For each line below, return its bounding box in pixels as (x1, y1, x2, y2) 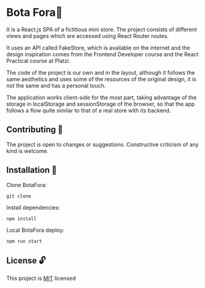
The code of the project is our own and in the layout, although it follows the (6, 68, 195, 76)
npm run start (6, 238, 43, 244)
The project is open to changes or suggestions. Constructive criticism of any (6, 141, 199, 148)
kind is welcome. (6, 147, 49, 155)
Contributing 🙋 (6, 125, 63, 135)
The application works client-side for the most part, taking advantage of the (6, 94, 197, 101)
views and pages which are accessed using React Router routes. (6, 32, 169, 39)
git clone (6, 193, 32, 199)
